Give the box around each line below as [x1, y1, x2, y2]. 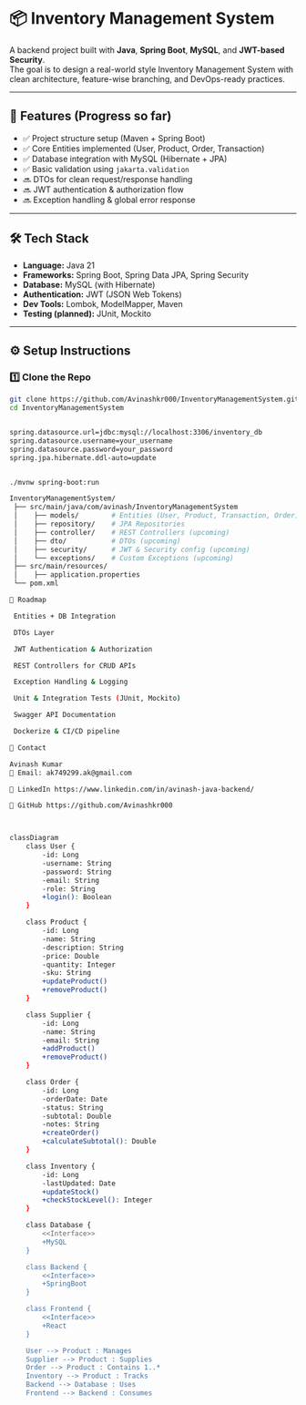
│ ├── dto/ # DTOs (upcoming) [13, 536, 181, 546]
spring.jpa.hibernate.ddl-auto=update [9, 453, 157, 462]
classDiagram [9, 834, 59, 843]
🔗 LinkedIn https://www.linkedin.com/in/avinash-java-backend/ [9, 785, 255, 794]
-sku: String [42, 969, 92, 978]
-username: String [42, 858, 112, 867]
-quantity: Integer [42, 959, 117, 969]
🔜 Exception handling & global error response [22, 194, 196, 205]
